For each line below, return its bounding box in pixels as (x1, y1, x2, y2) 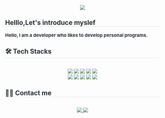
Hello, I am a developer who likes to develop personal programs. (5, 32, 148, 38)
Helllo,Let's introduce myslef (5, 19, 96, 27)
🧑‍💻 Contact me (5, 89, 52, 97)
